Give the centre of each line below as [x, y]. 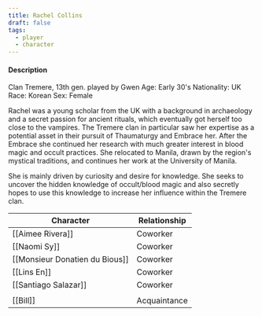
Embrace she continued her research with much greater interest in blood [126, 144]
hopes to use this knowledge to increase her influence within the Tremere [127, 193]
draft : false [30, 23]
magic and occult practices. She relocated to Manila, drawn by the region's [130, 152]
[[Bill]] [24, 301]
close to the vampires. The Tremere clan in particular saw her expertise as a [131, 127]
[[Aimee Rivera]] [43, 234]
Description [28, 70]
